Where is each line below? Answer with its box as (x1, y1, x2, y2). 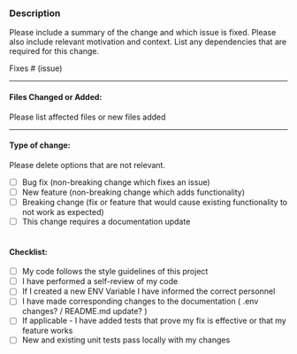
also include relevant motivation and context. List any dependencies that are (9, 36, 287, 47)
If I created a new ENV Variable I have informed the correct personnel (21, 286, 276, 296)
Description (9, 7, 61, 19)
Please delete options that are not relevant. (9, 159, 166, 170)
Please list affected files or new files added (9, 112, 166, 122)
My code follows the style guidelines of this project (21, 266, 209, 277)
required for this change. (9, 46, 100, 57)
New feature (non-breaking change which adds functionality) (21, 187, 246, 197)
